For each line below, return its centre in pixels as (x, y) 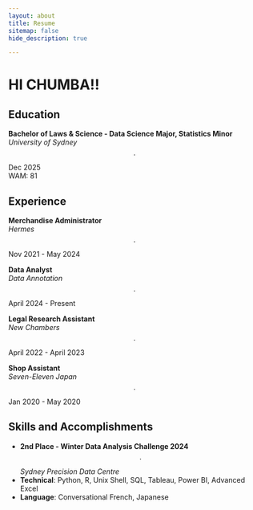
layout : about (32, 16)
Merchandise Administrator (55, 221)
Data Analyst (30, 270)
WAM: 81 (23, 176)
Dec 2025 (25, 167)
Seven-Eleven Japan (43, 377)
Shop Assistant (34, 368)
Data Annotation (36, 279)
